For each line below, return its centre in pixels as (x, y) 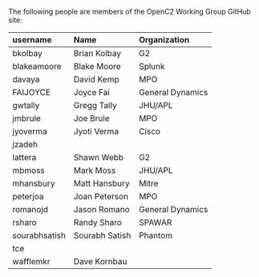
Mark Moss (95, 170)
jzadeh (25, 145)
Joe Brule (91, 118)
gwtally (26, 105)
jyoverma (30, 131)
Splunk (152, 66)
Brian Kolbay (97, 53)
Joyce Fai (91, 92)
